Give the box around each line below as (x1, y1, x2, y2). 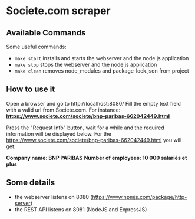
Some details (6, 178, 55, 188)
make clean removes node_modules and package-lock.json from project (14, 67, 190, 74)
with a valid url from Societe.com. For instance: (6, 106, 121, 113)
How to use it (6, 84, 55, 94)
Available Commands (6, 28, 86, 38)
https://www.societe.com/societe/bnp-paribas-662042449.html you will (6, 136, 182, 143)
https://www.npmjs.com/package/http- (92, 193, 187, 200)
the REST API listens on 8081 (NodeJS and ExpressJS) (14, 205, 147, 213)
